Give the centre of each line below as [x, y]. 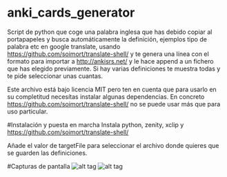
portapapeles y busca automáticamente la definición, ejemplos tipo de [107, 39]
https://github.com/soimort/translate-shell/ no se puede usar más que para [114, 104]
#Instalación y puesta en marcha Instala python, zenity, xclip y [96, 124]
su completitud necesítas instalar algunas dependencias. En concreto [106, 96]
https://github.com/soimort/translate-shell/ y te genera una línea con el [108, 54]
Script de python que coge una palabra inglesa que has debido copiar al [110, 32]
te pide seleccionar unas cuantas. [55, 76]
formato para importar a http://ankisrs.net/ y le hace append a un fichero [110, 61]
